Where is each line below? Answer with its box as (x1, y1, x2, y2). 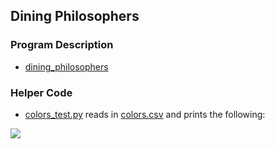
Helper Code (10, 85, 73, 99)
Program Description (10, 38, 114, 52)
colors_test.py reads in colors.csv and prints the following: (24, 108, 266, 120)
